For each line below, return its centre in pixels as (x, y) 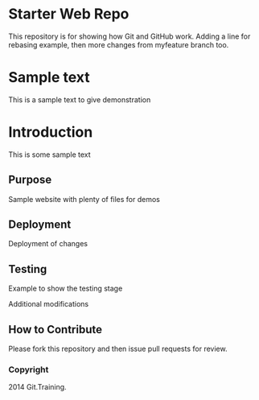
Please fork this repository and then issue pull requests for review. (118, 349)
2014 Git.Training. (37, 387)
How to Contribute (55, 330)
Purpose (30, 180)
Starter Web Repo (69, 14)
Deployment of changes (48, 244)
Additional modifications (49, 304)
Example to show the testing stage (66, 289)
